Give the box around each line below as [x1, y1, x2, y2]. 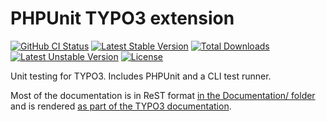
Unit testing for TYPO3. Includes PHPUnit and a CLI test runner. [10, 70, 272, 82]
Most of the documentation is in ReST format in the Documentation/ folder [10, 89, 316, 101]
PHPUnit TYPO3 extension [10, 7, 235, 30]
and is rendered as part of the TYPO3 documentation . [10, 100, 232, 112]
